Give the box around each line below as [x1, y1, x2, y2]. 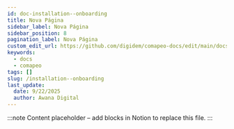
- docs [13, 56, 33, 63]
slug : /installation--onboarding [7, 75, 104, 82]
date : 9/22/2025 [13, 88, 61, 95]
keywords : [7, 50, 36, 56]
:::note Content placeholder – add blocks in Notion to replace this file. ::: [7, 114, 213, 122]
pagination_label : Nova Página [7, 36, 98, 43]
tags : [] [7, 68, 33, 75]
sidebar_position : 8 [7, 29, 68, 37]
